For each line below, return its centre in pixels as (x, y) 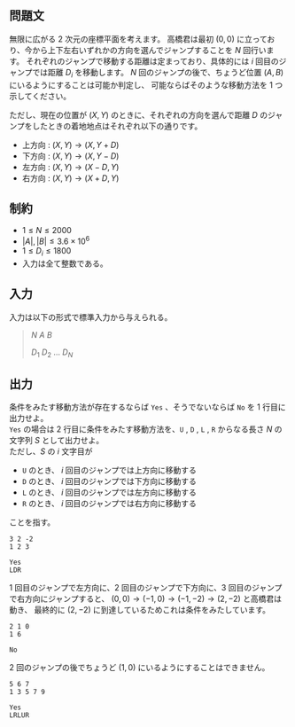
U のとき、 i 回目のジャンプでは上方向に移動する (109, 470)
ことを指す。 (32, 522)
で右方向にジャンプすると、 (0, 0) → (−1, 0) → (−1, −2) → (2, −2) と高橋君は (145, 599)
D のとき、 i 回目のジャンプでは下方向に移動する (109, 481)
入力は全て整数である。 (65, 263)
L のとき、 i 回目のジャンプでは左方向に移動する (109, 492)
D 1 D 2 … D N (52, 353)
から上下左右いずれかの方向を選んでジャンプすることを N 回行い (150, 50)
